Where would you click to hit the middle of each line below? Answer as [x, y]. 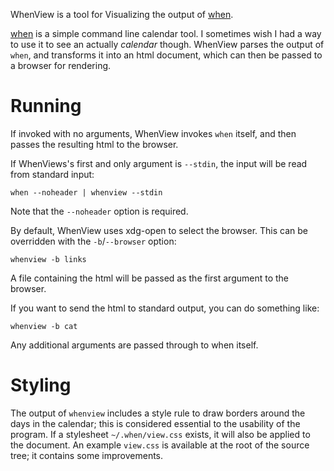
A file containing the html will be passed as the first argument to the [150, 278]
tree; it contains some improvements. [87, 455]
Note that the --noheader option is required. [99, 211]
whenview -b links [48, 259]
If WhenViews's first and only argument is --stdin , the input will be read [159, 163]
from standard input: [52, 174]
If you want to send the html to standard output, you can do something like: [165, 308]
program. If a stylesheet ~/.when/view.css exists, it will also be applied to [160, 434]
